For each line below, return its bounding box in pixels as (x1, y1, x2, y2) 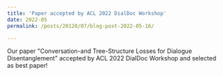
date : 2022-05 (7, 16, 48, 23)
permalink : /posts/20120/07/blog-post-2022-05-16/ (7, 22, 155, 29)
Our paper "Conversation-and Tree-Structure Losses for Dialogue (7, 47, 193, 55)
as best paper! (7, 62, 48, 70)
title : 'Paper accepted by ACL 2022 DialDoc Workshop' (7, 9, 167, 17)
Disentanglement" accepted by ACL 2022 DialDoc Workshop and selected (7, 54, 217, 62)
